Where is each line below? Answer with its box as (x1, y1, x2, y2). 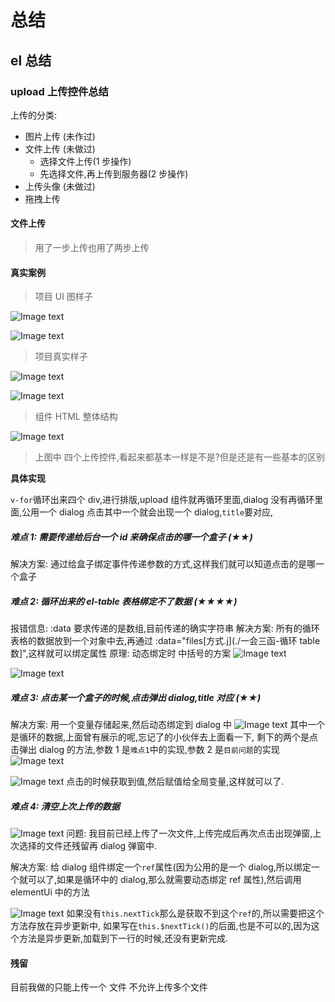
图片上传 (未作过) (24, 130, 96, 142)
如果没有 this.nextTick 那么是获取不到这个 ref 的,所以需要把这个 (66, 907, 325, 920)
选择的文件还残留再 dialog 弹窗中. (18, 840, 158, 852)
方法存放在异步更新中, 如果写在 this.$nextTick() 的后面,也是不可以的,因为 (10, 920, 312, 932)
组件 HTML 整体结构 (34, 411, 118, 423)
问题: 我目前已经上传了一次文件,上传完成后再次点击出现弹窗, (66, 827, 313, 840)
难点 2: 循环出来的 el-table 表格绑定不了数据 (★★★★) (10, 595, 238, 607)
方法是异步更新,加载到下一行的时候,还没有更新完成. (18, 932, 229, 945)
